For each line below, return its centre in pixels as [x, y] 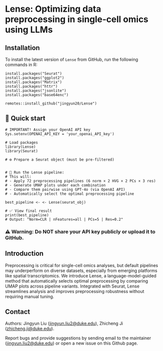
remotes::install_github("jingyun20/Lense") [51, 103]
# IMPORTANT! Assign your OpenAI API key [48, 130]
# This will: [18, 177]
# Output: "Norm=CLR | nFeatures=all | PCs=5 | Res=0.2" [64, 219]
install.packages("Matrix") [34, 82]
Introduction [24, 254]
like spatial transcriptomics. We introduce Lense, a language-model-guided [81, 276]
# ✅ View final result [29, 211]
